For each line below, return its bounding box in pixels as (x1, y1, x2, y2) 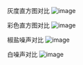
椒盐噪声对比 (7, 36, 44, 44)
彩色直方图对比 (7, 21, 50, 29)
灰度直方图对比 (7, 7, 50, 14)
